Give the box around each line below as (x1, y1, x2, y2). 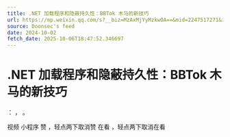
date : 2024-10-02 (7, 29, 57, 36)
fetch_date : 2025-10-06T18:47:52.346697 (7, 36, 125, 42)
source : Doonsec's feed (7, 23, 75, 29)
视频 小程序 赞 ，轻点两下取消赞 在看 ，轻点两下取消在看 (7, 123, 166, 131)
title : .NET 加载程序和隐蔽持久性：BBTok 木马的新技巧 (7, 10, 149, 17)
